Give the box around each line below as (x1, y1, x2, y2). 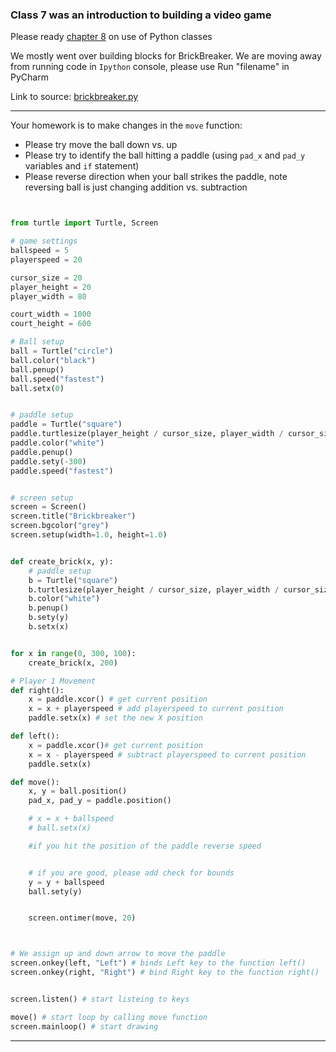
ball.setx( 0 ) (10, 383, 65, 393)
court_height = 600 (10, 319, 92, 329)
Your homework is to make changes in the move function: (10, 119, 243, 132)
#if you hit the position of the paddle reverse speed (28, 841, 262, 851)
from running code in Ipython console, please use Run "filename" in (10, 61, 290, 73)
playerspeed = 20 (10, 254, 83, 265)
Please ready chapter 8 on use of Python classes (10, 31, 213, 43)
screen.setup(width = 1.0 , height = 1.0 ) (10, 530, 168, 540)
